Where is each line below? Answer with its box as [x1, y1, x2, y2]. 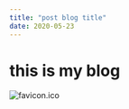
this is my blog [9, 60, 121, 81]
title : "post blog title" [9, 13, 106, 23]
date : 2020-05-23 [9, 22, 75, 31]
